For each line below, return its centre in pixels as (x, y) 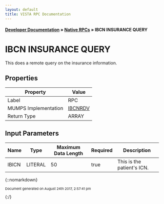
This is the (129, 162)
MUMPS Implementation (35, 108)
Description (137, 150)
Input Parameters (32, 133)
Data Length (69, 153)
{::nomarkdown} (21, 180)
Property (35, 92)
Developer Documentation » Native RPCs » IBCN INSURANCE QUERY (76, 30)
